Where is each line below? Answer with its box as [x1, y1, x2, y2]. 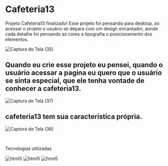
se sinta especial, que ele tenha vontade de [5, 77, 145, 85]
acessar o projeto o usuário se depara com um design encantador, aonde [5, 25, 158, 31]
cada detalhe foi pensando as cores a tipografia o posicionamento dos [5, 31, 153, 37]
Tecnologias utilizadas [5, 145, 52, 151]
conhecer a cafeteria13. [5, 84, 81, 93]
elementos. [5, 36, 29, 42]
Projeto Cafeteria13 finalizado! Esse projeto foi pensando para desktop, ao [5, 20, 160, 26]
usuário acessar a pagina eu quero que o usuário [5, 69, 162, 77]
